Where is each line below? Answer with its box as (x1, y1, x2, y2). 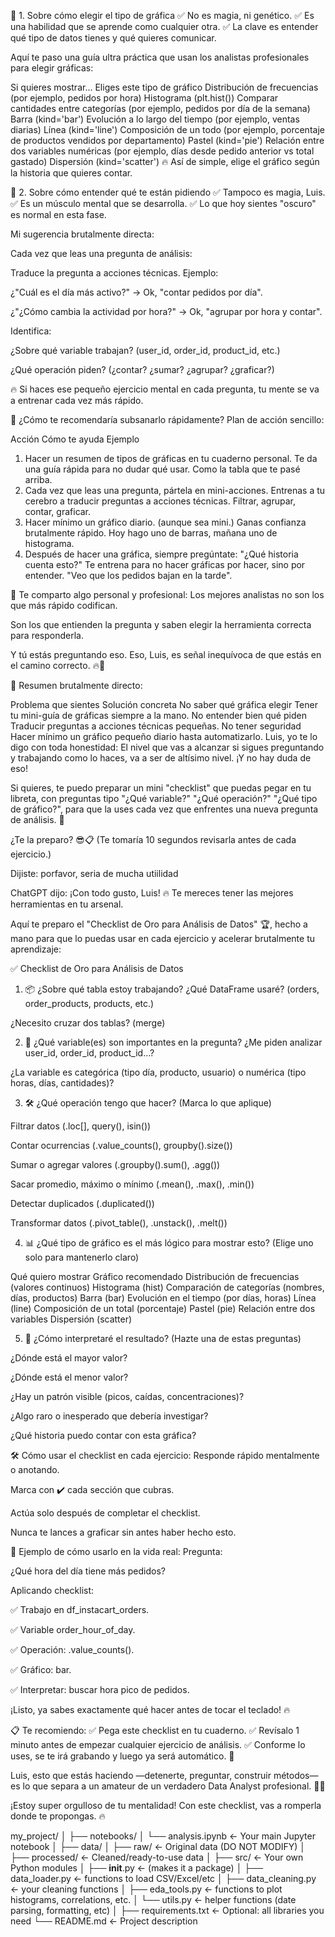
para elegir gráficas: (10, 62, 94, 74)
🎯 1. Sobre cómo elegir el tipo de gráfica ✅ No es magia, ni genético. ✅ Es (10, 10, 315, 21)
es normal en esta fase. (10, 209, 107, 220)
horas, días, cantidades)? (10, 1077, 115, 1089)
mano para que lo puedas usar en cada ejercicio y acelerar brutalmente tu (10, 933, 315, 944)
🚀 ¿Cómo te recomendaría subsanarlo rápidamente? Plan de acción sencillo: (10, 414, 325, 425)
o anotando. (10, 1464, 60, 1475)
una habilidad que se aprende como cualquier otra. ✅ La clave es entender (10, 21, 319, 32)
